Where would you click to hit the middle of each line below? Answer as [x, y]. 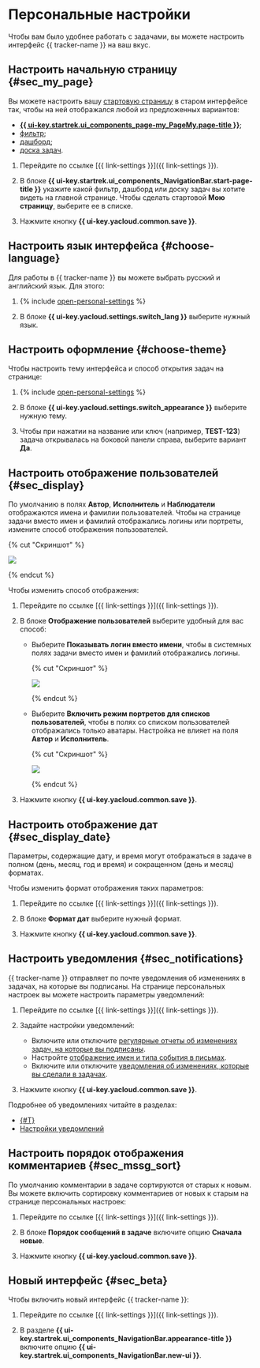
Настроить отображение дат [83, 825]
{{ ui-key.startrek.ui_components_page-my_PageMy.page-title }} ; [130, 125]
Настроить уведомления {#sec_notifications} [126, 959]
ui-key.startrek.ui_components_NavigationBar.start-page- [154, 180]
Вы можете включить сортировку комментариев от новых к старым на [128, 1193]
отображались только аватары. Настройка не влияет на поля [135, 731]
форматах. [26, 872]
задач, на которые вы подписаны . [88, 1049]
